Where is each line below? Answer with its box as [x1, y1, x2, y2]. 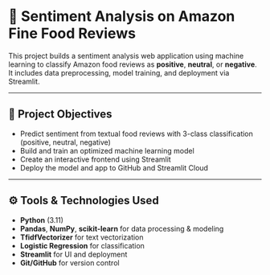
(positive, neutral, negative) [19, 137, 111, 147]
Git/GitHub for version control [19, 257, 120, 268]
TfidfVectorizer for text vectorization [19, 232, 144, 242]
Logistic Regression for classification [19, 240, 145, 250]
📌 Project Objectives [8, 108, 112, 121]
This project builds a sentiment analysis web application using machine [8, 51, 244, 60]
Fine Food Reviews [8, 24, 137, 43]
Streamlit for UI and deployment [19, 249, 128, 259]
